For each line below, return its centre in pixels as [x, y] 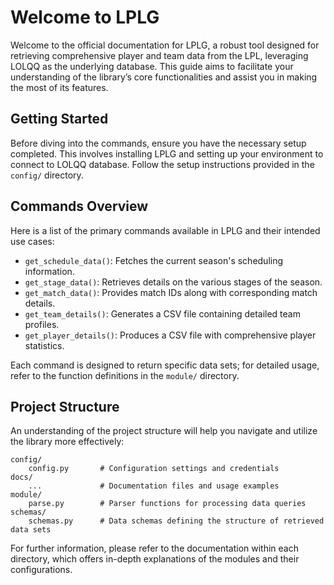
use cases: [32, 241]
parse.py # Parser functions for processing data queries [167, 504]
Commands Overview [79, 206]
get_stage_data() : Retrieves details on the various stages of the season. [173, 282]
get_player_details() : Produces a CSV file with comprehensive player [170, 335]
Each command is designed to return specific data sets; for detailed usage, [165, 365]
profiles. [42, 324]
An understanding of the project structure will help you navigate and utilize [164, 431]
